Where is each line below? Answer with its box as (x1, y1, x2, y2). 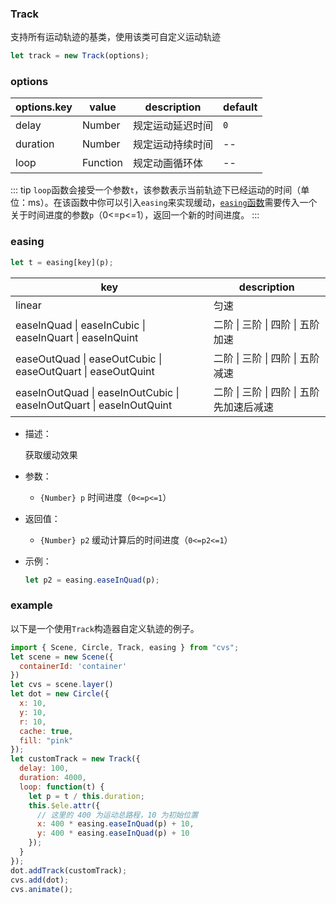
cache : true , (19, 726, 74, 736)
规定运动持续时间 (133, 138, 214, 152)
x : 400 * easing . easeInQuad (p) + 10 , (36, 819, 195, 829)
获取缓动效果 (24, 448, 78, 461)
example (10, 598, 53, 612)
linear (15, 298, 42, 312)
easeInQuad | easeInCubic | (15, 318, 146, 332)
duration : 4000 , (19, 773, 87, 783)
